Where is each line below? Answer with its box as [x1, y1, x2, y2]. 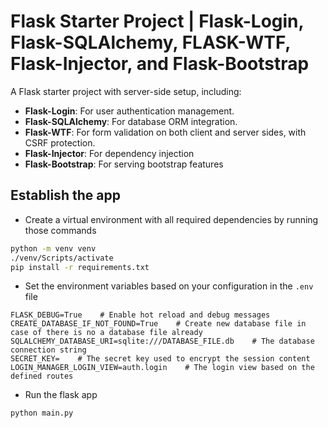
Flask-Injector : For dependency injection [24, 147, 195, 159]
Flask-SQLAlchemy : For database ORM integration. [24, 115, 238, 127]
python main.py [10, 408, 74, 419]
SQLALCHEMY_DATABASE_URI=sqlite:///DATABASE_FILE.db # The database [10, 336, 315, 347]
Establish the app [10, 187, 121, 204]
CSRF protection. [24, 136, 96, 149]
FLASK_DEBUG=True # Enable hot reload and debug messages [10, 310, 271, 320]
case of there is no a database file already [10, 328, 203, 338]
